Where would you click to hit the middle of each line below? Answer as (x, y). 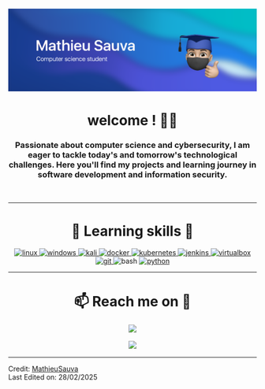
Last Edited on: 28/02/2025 (53, 377)
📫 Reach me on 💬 (132, 302)
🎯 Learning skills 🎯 (132, 231)
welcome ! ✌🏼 (132, 121)
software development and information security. (132, 174)
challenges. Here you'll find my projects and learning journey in (132, 165)
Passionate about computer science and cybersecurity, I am (132, 145)
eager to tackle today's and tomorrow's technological (132, 154)
